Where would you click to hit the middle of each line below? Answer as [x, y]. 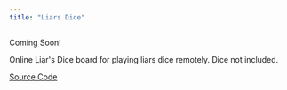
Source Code [33, 77]
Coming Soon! [36, 42]
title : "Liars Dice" [48, 17]
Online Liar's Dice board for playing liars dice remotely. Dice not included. [144, 59]
